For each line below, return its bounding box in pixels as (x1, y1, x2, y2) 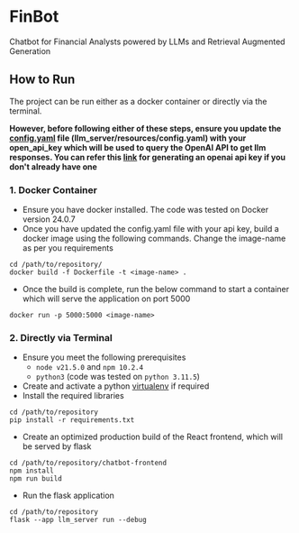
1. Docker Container (9, 183, 97, 196)
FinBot (9, 6, 59, 27)
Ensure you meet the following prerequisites (22, 352, 186, 363)
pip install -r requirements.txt (9, 416, 135, 425)
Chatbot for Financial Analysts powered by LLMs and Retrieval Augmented (9, 36, 285, 47)
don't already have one (9, 161, 97, 172)
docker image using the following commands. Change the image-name (22, 233, 286, 244)
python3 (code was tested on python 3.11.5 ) (35, 372, 201, 382)
